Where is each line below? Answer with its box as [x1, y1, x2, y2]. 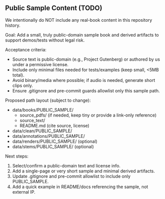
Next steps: [5, 153, 29, 159]
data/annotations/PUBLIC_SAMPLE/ [12, 133, 85, 139]
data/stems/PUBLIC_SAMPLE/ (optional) [12, 143, 94, 150]
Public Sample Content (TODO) [5, 4, 103, 12]
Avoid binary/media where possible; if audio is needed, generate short [12, 77, 156, 83]
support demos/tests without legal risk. [5, 37, 85, 43]
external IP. [12, 189, 36, 195]
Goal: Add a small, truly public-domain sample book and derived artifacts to [5, 32, 159, 38]
